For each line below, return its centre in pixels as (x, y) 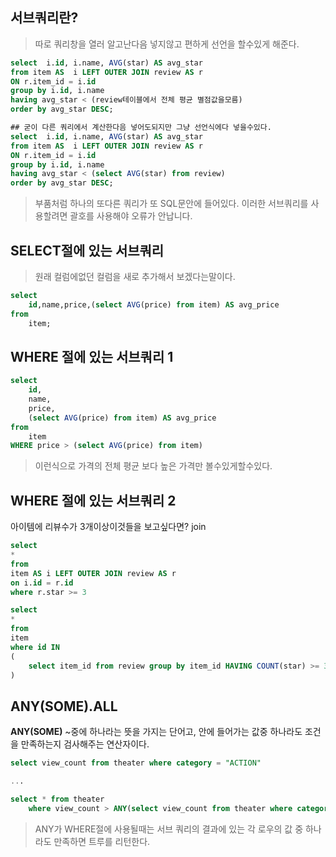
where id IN (35, 647)
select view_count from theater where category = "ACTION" (136, 763)
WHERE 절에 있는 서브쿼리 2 (93, 500)
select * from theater (57, 799)
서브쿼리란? (44, 18)
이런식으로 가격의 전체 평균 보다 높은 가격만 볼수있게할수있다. (153, 466)
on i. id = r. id (42, 583)
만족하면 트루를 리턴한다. (102, 841)
